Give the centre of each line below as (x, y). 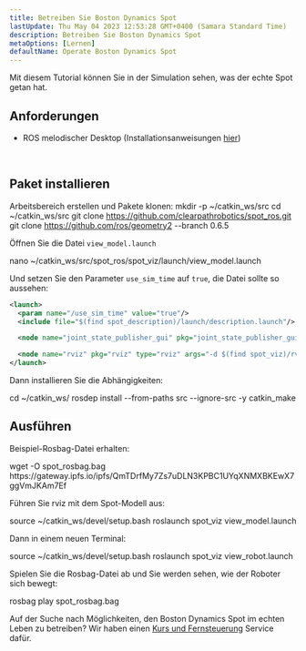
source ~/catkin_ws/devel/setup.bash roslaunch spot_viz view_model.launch (153, 521)
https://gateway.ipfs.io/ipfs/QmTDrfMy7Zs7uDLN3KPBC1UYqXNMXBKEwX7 (152, 475)
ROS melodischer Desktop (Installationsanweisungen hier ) (132, 137)
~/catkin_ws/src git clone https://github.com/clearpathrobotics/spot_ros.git (150, 216)
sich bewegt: (34, 583)
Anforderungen (54, 116)
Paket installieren (60, 184)
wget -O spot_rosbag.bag (58, 466)
